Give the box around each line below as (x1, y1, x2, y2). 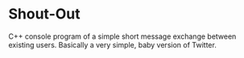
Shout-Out (8, 5, 81, 23)
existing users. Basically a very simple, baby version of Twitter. (8, 39, 217, 49)
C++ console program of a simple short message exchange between (8, 31, 237, 41)
